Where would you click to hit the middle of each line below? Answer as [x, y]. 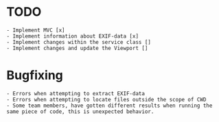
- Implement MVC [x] [36, 30]
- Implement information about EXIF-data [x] [72, 36]
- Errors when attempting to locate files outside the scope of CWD [106, 99]
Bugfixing [35, 75]
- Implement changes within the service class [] [79, 42]
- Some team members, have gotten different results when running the [109, 106]
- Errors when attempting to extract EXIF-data [76, 93]
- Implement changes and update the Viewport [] [77, 48]
